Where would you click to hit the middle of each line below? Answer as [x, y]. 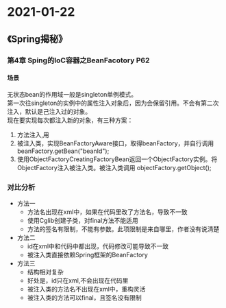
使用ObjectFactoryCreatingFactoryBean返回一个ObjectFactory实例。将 [117, 159]
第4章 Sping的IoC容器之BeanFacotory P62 [78, 60]
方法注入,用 [33, 134]
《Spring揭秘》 [37, 39]
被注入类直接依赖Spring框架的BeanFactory [88, 255]
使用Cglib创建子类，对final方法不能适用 [83, 221]
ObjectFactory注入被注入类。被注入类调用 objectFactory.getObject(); [114, 167]
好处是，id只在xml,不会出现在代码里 [78, 281]
